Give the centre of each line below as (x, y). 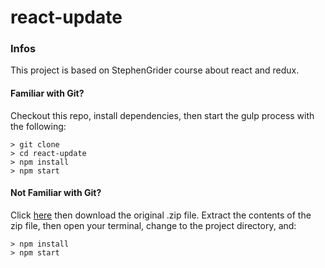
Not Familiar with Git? (56, 193)
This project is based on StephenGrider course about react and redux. (155, 70)
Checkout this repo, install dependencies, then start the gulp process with (162, 115)
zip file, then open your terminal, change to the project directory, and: (153, 225)
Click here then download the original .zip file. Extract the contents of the (161, 215)
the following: (38, 126)
